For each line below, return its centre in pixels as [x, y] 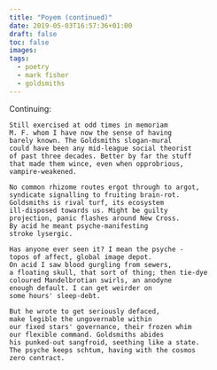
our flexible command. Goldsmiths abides [87, 335]
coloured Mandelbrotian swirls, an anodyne [91, 280]
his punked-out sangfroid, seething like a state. [105, 342]
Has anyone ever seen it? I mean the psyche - [97, 249]
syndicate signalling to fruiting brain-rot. [94, 195]
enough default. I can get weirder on [81, 288]
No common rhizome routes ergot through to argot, [105, 187]
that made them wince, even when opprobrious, [97, 164]
